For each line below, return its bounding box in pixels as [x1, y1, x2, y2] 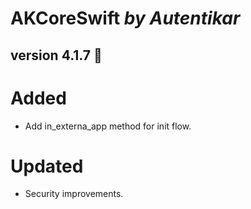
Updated [10, 155, 84, 177]
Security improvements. [24, 188, 124, 200]
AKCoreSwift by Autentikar [10, 7, 241, 30]
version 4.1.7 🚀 [10, 47, 103, 64]
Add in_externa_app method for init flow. [24, 120, 192, 132]
